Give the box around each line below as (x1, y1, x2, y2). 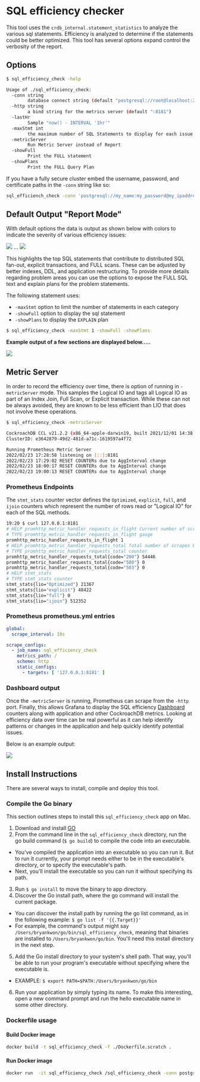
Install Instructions (6, 769, 77, 779)
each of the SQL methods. (6, 509, 71, 516)
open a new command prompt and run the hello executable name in (14, 995, 181, 1002)
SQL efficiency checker (6, 4, 124, 18)
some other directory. (14, 1002, 68, 1009)
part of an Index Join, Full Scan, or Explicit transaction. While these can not (6, 395, 190, 403)
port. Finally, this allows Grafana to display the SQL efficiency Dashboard (6, 704, 185, 711)
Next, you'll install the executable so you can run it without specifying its (14, 868, 192, 875)
